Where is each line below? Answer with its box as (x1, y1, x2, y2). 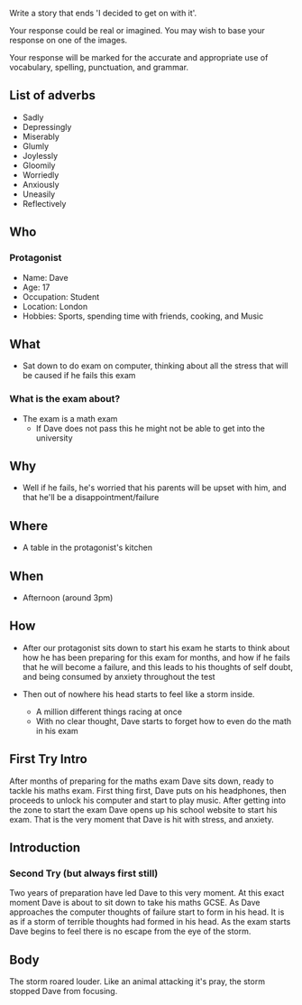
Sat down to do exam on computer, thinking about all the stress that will (22, 360, 288, 371)
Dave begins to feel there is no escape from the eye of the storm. (9, 926, 252, 937)
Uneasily (22, 189, 56, 200)
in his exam (35, 725, 78, 736)
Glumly (22, 140, 50, 152)
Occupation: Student (22, 291, 100, 302)
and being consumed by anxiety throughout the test (22, 671, 215, 682)
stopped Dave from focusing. (9, 986, 118, 997)
